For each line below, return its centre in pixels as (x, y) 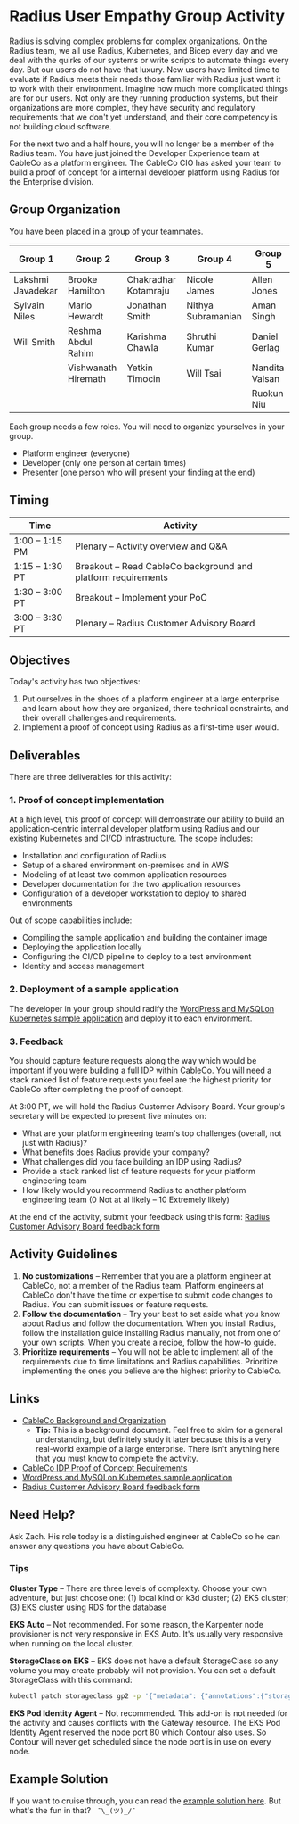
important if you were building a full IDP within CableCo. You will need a (141, 1070)
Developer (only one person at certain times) (104, 462)
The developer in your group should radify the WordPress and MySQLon (141, 1008)
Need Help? (42, 1515)
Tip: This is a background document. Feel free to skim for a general (159, 1430)
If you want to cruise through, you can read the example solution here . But (145, 1801)
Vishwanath (93, 368)
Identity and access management (83, 966)
